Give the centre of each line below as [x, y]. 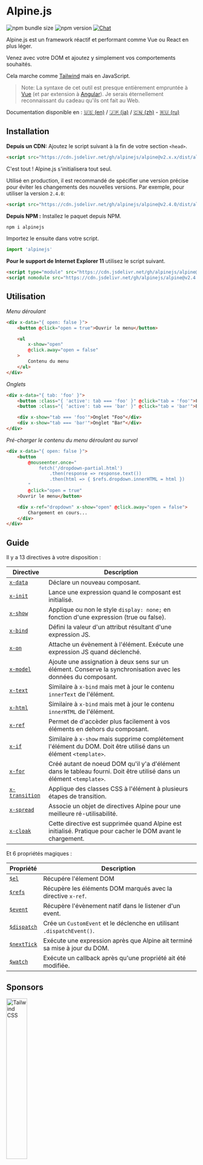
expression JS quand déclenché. [95, 652]
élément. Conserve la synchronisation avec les [114, 669]
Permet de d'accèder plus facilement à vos [109, 722]
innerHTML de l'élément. [81, 712]
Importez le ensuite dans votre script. [53, 239]
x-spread [22, 810]
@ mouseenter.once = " [53, 462]
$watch [19, 962]
